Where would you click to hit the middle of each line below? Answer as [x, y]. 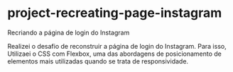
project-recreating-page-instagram [115, 13]
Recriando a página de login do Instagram [69, 32]
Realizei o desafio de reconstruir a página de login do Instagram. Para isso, [117, 46]
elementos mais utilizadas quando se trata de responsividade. [98, 61]
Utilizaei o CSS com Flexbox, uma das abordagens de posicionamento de [115, 54]
